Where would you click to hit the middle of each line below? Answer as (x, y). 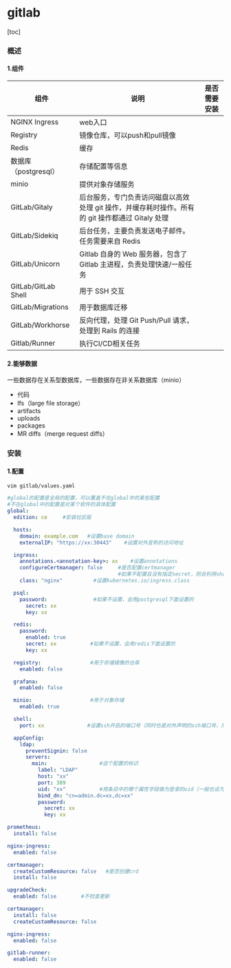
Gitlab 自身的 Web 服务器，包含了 (133, 254)
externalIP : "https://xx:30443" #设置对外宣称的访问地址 (102, 543)
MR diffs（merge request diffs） (63, 434)
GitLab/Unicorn (35, 264)
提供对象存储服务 (107, 185)
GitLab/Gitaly (32, 207)
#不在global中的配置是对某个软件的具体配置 (62, 505)
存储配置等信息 (104, 167)
